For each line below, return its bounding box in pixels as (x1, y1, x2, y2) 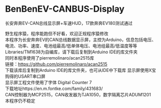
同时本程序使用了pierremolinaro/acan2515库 (5, 55, 94, 61)
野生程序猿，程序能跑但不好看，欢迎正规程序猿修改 (5, 30, 108, 36)
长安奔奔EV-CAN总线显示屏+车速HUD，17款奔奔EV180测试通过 (5, 20, 133, 26)
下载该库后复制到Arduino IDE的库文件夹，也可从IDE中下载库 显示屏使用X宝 (5, 67, 156, 73)
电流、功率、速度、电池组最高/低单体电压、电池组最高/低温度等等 (5, 43, 137, 48)
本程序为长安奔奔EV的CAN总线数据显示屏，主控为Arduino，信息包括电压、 (5, 37, 156, 43)
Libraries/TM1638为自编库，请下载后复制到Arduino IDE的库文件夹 (5, 49, 138, 55)
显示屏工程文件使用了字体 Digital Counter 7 (5, 79, 92, 85)
